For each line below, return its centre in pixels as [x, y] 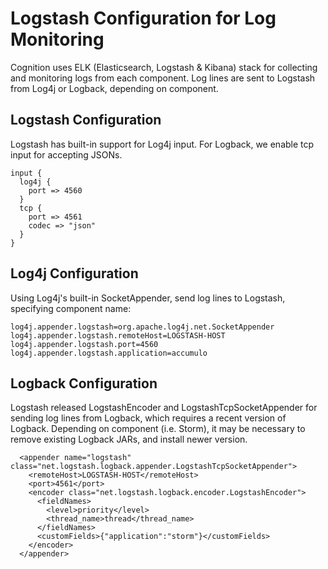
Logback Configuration [84, 383]
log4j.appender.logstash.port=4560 [84, 344]
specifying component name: [71, 308]
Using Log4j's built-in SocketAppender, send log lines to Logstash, [148, 298]
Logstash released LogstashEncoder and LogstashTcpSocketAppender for [164, 408]
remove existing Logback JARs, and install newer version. [129, 439]
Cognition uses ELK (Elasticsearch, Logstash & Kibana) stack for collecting [164, 67]
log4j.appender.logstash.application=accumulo [109, 353]
